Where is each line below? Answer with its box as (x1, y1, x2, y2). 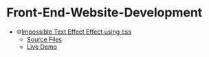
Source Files (26, 35, 63, 43)
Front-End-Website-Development (6, 5, 203, 21)
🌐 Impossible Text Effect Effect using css (16, 27, 132, 36)
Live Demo (26, 43, 58, 51)
